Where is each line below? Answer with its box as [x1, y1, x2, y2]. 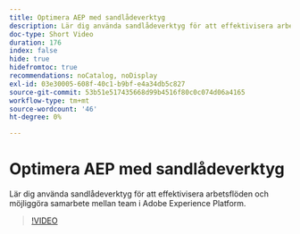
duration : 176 [9, 38, 62, 47]
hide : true [9, 54, 50, 63]
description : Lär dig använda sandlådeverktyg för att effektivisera [9, 21, 274, 30]
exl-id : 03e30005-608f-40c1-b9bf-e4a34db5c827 [9, 79, 186, 88]
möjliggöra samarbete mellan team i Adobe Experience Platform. [9, 198, 246, 209]
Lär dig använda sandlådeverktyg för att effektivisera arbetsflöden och [9, 188, 270, 199]
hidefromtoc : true [9, 63, 78, 72]
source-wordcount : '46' [9, 104, 98, 113]
